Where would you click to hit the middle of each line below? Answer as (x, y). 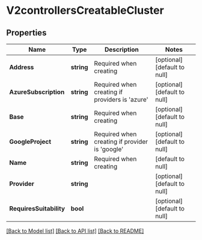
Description (122, 50)
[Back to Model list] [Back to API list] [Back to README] (75, 231)
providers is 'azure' (121, 100)
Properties (26, 33)
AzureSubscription (37, 92)
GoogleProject (30, 142)
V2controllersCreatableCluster (85, 11)
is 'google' (109, 149)
